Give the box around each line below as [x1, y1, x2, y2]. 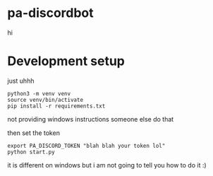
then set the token [7, 129, 60, 137]
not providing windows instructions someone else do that [7, 115, 174, 123]
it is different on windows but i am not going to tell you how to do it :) [7, 160, 207, 169]
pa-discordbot [7, 5, 94, 21]
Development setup [7, 53, 126, 69]
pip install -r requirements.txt [7, 102, 106, 110]
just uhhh [7, 76, 35, 85]
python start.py [7, 148, 55, 156]
